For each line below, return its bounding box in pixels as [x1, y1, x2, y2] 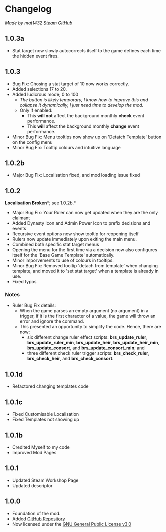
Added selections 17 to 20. [12, 86, 67, 92]
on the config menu [12, 139, 53, 145]
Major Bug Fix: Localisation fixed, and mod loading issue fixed [12, 172, 140, 178]
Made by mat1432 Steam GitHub [5, 20, 73, 26]
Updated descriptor [12, 482, 53, 488]
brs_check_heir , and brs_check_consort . [27, 356, 114, 362]
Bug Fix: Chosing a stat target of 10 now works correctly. [12, 81, 129, 87]
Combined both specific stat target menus [12, 241, 99, 248]
